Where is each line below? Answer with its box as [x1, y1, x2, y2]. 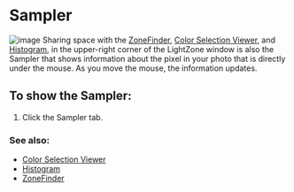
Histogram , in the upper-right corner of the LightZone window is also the [9, 43, 275, 54]
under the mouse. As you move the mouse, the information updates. [9, 63, 258, 73]
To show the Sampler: [9, 88, 132, 104]
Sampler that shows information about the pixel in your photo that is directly [9, 53, 286, 64]
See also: [9, 134, 50, 146]
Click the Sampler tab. [21, 111, 104, 122]
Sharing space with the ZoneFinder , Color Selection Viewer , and [43, 35, 276, 45]
